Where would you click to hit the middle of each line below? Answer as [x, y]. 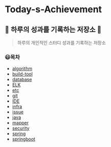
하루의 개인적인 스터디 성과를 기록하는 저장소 [62, 43]
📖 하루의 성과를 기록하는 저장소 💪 [53, 29]
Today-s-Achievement [53, 9]
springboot [24, 139]
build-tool [22, 74]
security [21, 128]
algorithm [22, 69]
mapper [20, 123]
